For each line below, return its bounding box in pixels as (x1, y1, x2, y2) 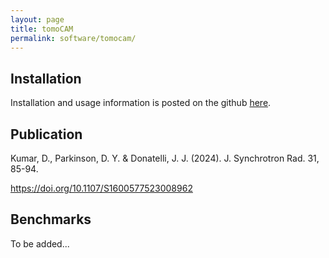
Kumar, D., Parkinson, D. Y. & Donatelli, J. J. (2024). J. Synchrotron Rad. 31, (10, 152, 320, 164)
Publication (10, 126, 83, 143)
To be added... (10, 237, 70, 250)
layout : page (10, 14, 65, 25)
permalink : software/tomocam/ (10, 33, 137, 43)
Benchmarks (10, 211, 92, 228)
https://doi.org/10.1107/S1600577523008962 (10, 182, 193, 194)
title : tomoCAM (10, 24, 74, 34)
